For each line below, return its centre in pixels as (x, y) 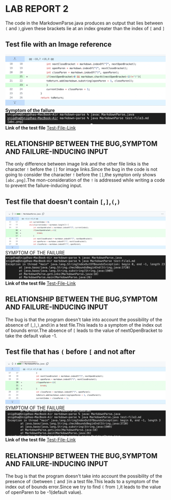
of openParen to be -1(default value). (44, 492)
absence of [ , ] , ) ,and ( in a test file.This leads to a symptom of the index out (83, 325)
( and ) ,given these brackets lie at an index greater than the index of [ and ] (85, 28)
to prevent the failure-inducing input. (44, 186)
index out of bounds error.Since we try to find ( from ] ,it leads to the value (83, 487)
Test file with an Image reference (59, 45)
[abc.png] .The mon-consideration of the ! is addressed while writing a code (85, 180)
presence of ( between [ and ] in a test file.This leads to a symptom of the (82, 482)
